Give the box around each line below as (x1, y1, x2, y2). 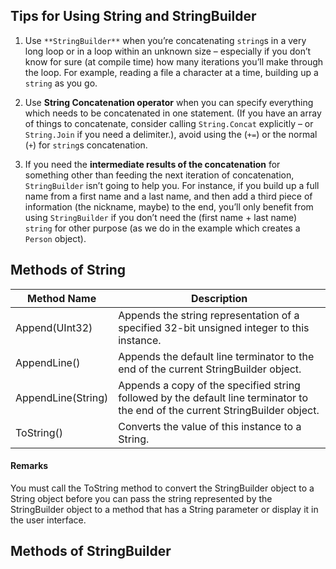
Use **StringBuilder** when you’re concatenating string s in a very (24, 34, 307, 46)
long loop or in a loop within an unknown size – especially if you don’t (24, 45, 312, 57)
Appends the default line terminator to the (118, 349, 315, 363)
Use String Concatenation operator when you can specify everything (24, 96, 314, 108)
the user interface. (10, 514, 87, 526)
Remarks (10, 460, 49, 472)
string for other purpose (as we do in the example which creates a (24, 222, 301, 234)
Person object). (24, 232, 87, 244)
